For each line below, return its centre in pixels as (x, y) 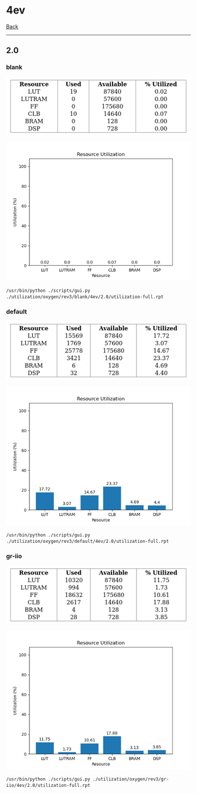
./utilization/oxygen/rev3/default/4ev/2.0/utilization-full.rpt (87, 541)
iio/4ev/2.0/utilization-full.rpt (48, 786)
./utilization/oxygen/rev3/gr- (131, 779)
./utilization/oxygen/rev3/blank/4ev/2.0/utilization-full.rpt (85, 297)
